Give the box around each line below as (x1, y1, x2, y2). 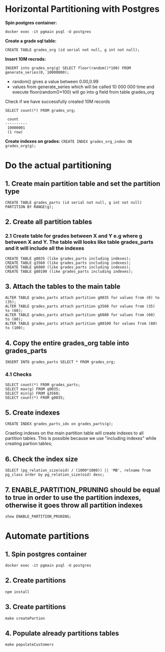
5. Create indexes (5, 408, 60, 417)
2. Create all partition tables (5, 218, 93, 226)
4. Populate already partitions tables (5, 629, 119, 637)
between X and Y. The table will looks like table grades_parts (5, 239, 154, 246)
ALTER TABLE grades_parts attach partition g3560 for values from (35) (5, 304, 155, 309)
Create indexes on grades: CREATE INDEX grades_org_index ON (5, 138, 132, 144)
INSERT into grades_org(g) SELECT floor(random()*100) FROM (5, 65, 132, 70)
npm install (5, 589, 30, 594)
